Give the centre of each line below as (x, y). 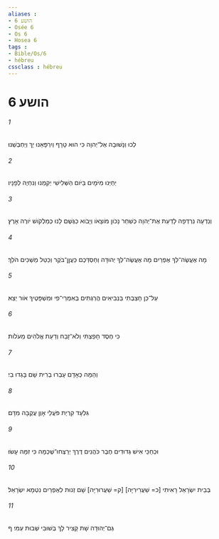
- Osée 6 (21, 27)
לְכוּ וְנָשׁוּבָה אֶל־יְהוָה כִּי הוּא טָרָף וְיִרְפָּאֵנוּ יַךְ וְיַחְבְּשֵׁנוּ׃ (72, 145)
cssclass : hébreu (35, 67)
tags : (18, 47)
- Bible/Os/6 (27, 54)
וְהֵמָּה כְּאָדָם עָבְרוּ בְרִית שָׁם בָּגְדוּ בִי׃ (53, 375)
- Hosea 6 (23, 41)
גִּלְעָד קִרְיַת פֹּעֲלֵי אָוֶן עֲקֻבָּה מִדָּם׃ (49, 413)
